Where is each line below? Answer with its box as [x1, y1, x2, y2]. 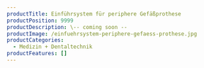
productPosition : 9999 [6, 17, 74, 24]
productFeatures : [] [6, 50, 68, 57]
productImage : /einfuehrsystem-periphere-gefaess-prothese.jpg [6, 30, 198, 38]
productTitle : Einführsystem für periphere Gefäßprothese [6, 10, 181, 18]
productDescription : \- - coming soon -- [6, 23, 128, 30]
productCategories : [6, 37, 64, 44]
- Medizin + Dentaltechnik [13, 43, 93, 50]
